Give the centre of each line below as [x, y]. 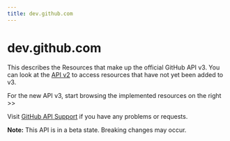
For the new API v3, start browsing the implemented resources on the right [114, 95]
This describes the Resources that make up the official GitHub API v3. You [114, 67]
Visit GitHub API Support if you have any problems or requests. [98, 116]
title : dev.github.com [40, 14]
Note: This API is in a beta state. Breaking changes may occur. [97, 130]
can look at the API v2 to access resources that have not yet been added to [115, 74]
